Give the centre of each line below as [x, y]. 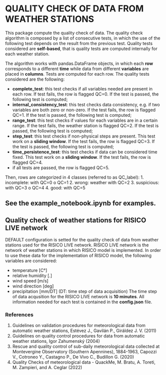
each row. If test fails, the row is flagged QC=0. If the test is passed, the [85, 94]
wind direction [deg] [33, 286]
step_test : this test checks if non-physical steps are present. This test [84, 136]
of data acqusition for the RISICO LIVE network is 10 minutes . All [78, 297]
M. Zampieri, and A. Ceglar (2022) [47, 368]
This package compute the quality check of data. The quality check [74, 33]
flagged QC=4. [28, 162]
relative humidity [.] [32, 276]
